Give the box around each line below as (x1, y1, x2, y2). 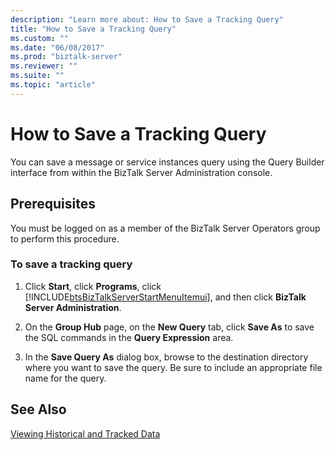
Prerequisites (10, 196, 96, 213)
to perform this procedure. (10, 232, 120, 245)
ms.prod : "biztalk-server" (10, 52, 123, 62)
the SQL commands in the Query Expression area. (24, 331, 234, 343)
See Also (10, 401, 67, 418)
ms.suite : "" (10, 71, 65, 81)
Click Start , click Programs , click (24, 280, 162, 292)
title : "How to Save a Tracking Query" (10, 24, 177, 34)
